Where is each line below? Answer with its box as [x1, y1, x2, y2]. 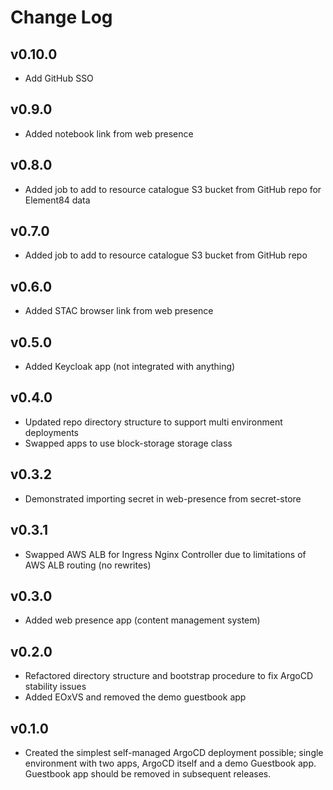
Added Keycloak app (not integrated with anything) [24, 361, 236, 373]
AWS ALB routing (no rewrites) [24, 559, 152, 571]
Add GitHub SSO [24, 72, 94, 84]
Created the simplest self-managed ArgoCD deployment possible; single [24, 746, 324, 758]
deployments [24, 426, 80, 438]
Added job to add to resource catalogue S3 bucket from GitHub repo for [24, 183, 322, 195]
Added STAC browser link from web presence [24, 305, 214, 317]
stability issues [24, 681, 87, 693]
